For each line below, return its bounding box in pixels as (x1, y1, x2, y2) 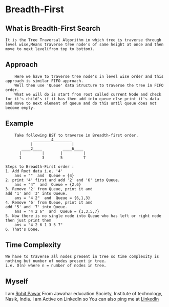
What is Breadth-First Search (5, 24, 101, 33)
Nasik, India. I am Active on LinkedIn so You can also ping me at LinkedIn (5, 296, 159, 302)
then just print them (5, 217, 52, 223)
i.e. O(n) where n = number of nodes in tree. (5, 263, 107, 268)
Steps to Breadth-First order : (5, 164, 74, 169)
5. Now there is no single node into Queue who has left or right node (5, 213, 161, 218)
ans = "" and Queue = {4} (14, 173, 74, 178)
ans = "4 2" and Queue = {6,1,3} (14, 195, 91, 201)
